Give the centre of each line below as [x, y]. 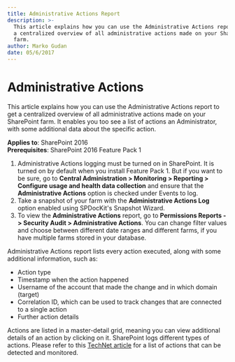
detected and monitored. [43, 352]
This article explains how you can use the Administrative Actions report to [114, 106]
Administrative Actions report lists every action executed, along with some [114, 251]
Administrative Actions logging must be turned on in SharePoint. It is [116, 163]
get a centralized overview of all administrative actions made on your [107, 114]
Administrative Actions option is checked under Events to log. [108, 193]
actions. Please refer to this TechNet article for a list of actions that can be [114, 345]
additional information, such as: [52, 259]
